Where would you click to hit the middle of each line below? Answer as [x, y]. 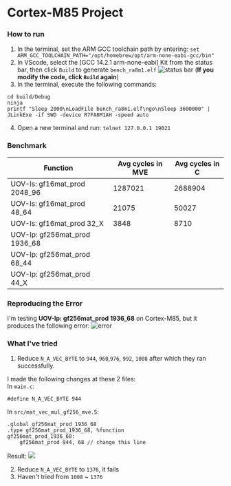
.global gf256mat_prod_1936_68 [52, 425]
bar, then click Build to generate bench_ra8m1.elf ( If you [115, 70]
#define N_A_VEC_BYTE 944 [44, 399]
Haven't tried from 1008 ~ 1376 [60, 477]
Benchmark [27, 146]
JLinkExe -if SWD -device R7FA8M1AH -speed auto [78, 115]
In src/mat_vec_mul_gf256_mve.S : [53, 412]
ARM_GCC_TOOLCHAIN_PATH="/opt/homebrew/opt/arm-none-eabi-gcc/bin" [115, 56]
